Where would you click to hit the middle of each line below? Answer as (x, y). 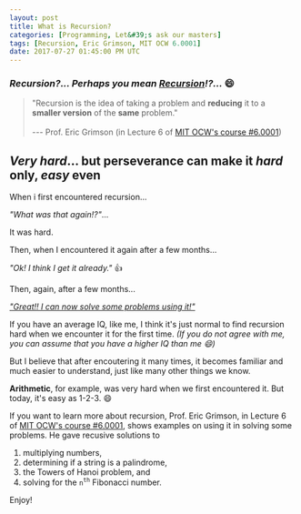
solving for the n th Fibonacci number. (92, 482)
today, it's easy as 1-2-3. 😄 (60, 398)
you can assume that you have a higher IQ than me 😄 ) (112, 344)
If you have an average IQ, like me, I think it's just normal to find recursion (147, 325)
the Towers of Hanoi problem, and (86, 472)
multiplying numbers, (62, 453)
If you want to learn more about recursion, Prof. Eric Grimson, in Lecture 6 (148, 416)
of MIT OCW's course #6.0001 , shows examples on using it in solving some (151, 426)
